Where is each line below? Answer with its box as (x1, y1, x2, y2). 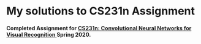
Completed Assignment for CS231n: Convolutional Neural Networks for (6, 24, 192, 31)
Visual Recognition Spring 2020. (6, 31, 91, 38)
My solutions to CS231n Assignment (6, 4, 195, 18)
